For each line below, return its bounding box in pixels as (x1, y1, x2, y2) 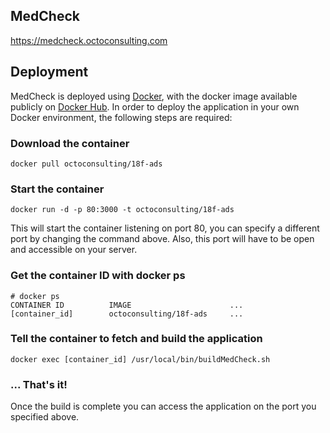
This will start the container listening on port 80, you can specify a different (10, 222, 320, 234)
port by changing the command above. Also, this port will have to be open (10, 233, 315, 245)
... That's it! (10, 377, 68, 391)
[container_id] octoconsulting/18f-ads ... (10, 309, 244, 319)
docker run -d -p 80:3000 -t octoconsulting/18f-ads (10, 205, 235, 215)
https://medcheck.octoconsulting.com (10, 34, 168, 46)
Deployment (10, 64, 89, 81)
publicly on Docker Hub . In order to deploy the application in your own (10, 100, 300, 113)
